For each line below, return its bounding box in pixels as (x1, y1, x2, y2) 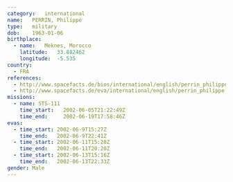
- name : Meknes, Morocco (13, 42, 92, 49)
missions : (7, 94, 36, 101)
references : (7, 74, 42, 82)
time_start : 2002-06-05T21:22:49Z (19, 107, 126, 113)
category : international (7, 10, 85, 17)
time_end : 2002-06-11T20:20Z (19, 145, 110, 152)
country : (7, 62, 33, 69)
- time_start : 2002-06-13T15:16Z (13, 152, 110, 159)
